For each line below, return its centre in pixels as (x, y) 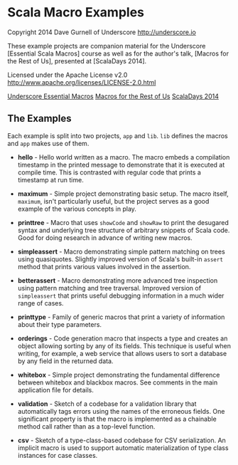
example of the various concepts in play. (77, 209)
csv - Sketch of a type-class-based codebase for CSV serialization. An (121, 440)
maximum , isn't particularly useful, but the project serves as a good (113, 201)
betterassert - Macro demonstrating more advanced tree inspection (118, 280)
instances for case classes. (58, 455)
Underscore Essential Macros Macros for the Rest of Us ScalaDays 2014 (113, 96)
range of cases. (40, 303)
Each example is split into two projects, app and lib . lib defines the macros (118, 135)
